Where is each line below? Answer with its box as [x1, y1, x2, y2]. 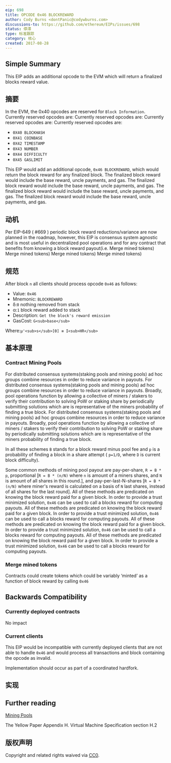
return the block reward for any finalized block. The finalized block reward [5, 172, 161, 178]
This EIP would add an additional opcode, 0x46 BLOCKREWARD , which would [5, 167, 159, 173]
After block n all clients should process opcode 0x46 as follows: [5, 281, 137, 287]
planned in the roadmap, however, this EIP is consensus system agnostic [5, 235, 158, 241]
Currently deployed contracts [5, 608, 80, 615]
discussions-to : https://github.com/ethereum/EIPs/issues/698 [5, 21, 140, 27]
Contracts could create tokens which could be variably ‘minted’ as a [5, 572, 148, 579]
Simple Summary [5, 60, 61, 68]
